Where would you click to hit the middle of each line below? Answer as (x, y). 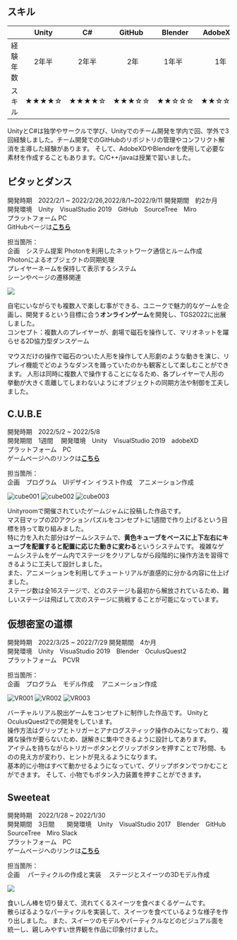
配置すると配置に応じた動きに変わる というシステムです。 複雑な (125, 546)
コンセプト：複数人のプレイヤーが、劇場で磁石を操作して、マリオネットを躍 (118, 332)
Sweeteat (29, 797)
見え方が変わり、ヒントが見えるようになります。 (90, 757)
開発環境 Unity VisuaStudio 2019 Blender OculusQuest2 (97, 651)
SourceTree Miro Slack (42, 833)
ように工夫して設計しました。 (63, 564)
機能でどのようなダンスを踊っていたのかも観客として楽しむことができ (127, 365)
